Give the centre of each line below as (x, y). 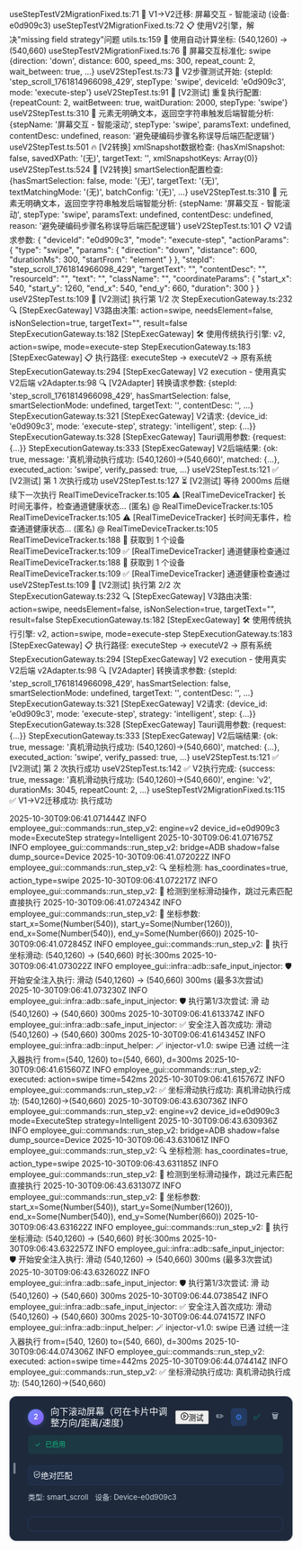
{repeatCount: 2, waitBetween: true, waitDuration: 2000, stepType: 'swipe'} (149, 102)
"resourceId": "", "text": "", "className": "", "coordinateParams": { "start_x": (151, 279)
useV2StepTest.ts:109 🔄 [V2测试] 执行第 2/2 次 (95, 585)
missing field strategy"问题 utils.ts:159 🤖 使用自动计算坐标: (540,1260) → (154, 39)
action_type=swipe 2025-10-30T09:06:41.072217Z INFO (114, 880)
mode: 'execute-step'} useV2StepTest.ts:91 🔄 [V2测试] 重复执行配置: (136, 92)
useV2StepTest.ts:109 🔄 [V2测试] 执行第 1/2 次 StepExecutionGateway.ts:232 (151, 299)
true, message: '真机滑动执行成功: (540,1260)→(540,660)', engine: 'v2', (141, 780)
